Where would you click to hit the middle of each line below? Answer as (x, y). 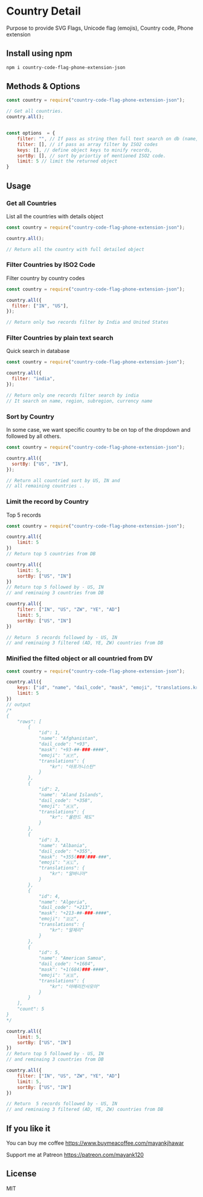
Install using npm (39, 54)
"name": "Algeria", (63, 902)
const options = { (31, 133)
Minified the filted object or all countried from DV (79, 659)
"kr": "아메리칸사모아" (75, 987)
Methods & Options (43, 86)
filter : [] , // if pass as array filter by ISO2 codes (88, 144)
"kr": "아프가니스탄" (73, 766)
